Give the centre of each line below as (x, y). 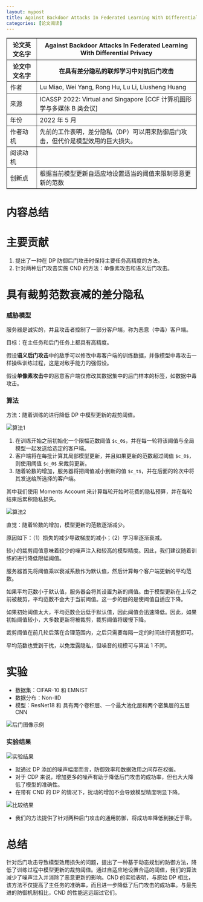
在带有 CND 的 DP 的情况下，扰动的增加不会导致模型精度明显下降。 (99, 792)
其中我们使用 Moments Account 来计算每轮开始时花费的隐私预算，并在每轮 (99, 491)
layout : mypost (25, 12)
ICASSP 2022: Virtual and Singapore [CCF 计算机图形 (116, 99)
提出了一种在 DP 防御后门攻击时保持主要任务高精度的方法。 (89, 260)
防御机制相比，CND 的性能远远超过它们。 (68, 893)
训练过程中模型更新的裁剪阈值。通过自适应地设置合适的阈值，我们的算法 (107, 870)
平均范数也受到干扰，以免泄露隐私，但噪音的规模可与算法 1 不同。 (88, 645)
